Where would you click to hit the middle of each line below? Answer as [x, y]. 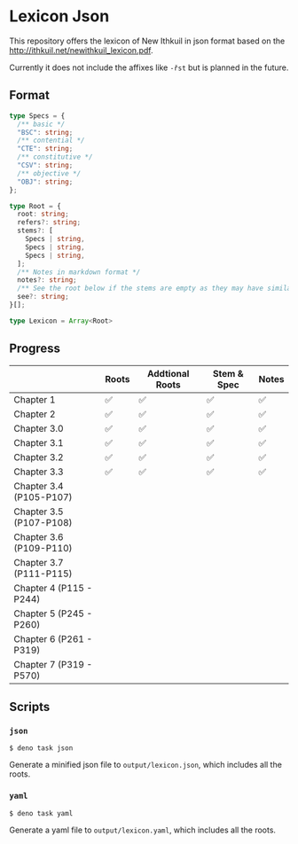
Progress [35, 349]
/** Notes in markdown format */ [79, 272]
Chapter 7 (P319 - [53, 664]
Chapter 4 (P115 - [53, 588]
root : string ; [43, 215]
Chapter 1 [35, 399]
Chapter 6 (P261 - [53, 638]
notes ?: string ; [47, 280]
